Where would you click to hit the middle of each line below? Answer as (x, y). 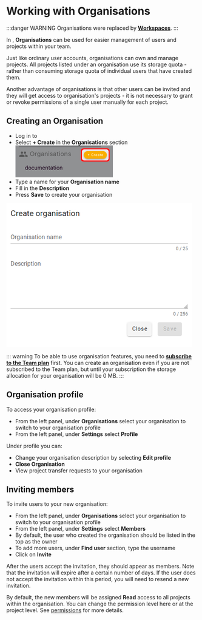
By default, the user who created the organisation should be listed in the (105, 535)
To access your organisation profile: (51, 409)
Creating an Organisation (55, 121)
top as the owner (36, 542)
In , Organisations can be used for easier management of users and (92, 39)
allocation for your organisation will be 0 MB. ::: (65, 375)
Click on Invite (33, 554)
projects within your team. (39, 46)
